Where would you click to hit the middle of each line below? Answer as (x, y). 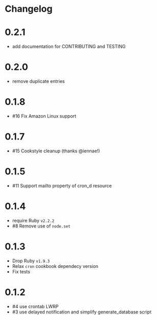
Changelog (29, 9)
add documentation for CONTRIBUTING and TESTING (69, 47)
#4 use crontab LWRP (35, 306)
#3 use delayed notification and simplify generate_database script (82, 312)
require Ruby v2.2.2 (33, 220)
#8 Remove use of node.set (41, 226)
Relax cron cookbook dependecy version (55, 266)
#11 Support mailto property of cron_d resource (62, 186)
